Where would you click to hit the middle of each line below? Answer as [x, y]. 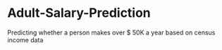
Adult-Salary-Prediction [79, 13]
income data [25, 39]
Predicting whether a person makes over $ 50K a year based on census [111, 32]
